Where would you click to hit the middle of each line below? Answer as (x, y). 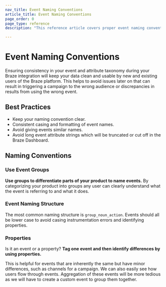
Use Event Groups (27, 170)
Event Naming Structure (35, 204)
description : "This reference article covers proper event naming (75, 28)
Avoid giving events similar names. (47, 130)
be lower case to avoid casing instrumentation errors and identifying (75, 220)
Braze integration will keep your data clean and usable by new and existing (81, 76)
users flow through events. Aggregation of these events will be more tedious (83, 274)
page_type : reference (27, 24)
